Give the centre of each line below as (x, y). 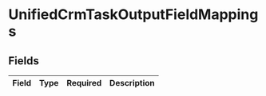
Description (132, 83)
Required (84, 83)
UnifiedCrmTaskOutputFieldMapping (133, 15)
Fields (24, 61)
